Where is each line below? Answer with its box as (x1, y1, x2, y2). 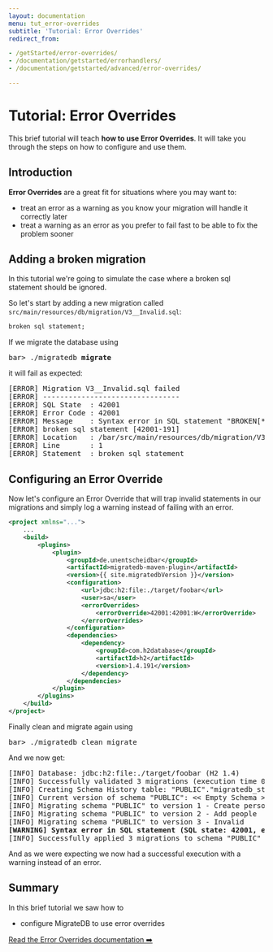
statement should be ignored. (8, 282, 107, 293)
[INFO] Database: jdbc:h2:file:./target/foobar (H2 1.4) (8, 768, 240, 777)
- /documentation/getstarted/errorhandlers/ (8, 57, 162, 65)
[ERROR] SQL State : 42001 (8, 400, 120, 410)
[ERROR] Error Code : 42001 (8, 408, 120, 418)
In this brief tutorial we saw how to (8, 902, 124, 912)
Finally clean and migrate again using (8, 721, 133, 732)
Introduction (8, 166, 73, 180)
